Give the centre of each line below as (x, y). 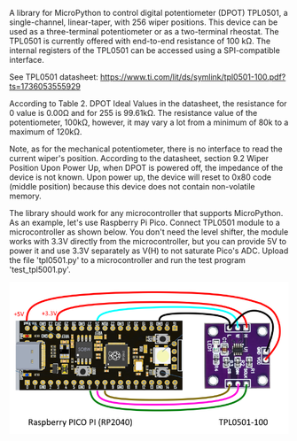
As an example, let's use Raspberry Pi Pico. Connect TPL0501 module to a (145, 222)
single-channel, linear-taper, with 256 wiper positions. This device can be (144, 22)
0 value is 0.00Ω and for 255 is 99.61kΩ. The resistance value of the (133, 113)
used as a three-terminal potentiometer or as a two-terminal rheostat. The (144, 31)
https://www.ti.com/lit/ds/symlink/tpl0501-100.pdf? (193, 77)
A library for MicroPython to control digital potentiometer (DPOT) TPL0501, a (148, 13)
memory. (25, 196)
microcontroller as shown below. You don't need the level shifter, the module (149, 232)
